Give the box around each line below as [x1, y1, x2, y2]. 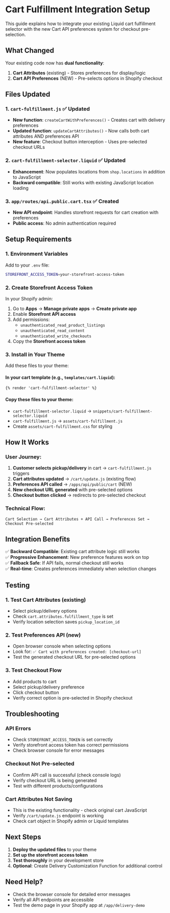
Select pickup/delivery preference [12, 684, 85, 690]
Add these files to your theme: [5, 362, 69, 369]
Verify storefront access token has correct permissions [12, 742, 129, 748]
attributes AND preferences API [12, 133, 79, 139]
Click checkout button [12, 689, 59, 695]
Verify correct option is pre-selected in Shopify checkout [12, 694, 133, 701]
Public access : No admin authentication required [12, 220, 116, 226]
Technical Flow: [5, 505, 45, 512]
